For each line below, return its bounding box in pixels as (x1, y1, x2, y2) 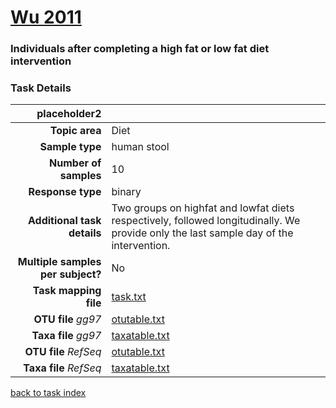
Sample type (39, 140, 102, 154)
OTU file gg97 (33, 312, 102, 326)
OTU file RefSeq (24, 345, 102, 359)
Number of (49, 156, 102, 170)
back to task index (10, 387, 87, 399)
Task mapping (32, 284, 102, 298)
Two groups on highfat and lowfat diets (111, 201, 295, 215)
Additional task (28, 214, 102, 228)
